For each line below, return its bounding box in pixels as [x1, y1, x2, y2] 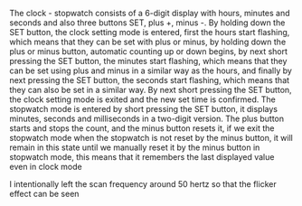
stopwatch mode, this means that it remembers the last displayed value [9, 152, 275, 162]
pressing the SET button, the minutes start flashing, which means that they [9, 56, 288, 66]
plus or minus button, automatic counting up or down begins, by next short [9, 46, 288, 57]
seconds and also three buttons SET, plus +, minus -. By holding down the [9, 17, 286, 28]
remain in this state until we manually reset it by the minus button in [9, 142, 260, 153]
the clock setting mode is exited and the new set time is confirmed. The [9, 94, 276, 105]
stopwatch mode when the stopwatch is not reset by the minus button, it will [9, 133, 294, 143]
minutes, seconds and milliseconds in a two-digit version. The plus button [9, 113, 285, 124]
